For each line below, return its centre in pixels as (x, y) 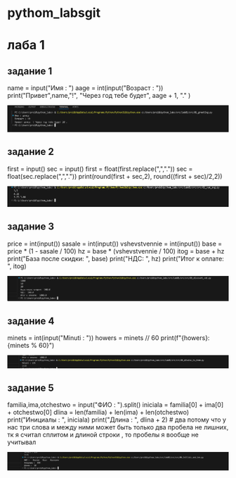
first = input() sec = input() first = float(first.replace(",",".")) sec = (100, 169)
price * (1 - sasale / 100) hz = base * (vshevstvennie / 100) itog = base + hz (116, 251)
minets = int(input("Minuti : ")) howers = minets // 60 (83, 338)
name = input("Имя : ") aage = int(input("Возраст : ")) (85, 88)
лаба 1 (26, 45)
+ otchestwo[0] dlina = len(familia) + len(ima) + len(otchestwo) (98, 413)
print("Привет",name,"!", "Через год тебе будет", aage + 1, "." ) (99, 96)
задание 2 (31, 152)
